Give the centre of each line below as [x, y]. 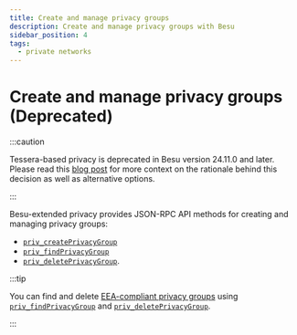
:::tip [18, 278]
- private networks [55, 52]
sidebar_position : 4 [49, 35]
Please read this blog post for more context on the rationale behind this [143, 169]
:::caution [27, 141]
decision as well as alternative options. [82, 179]
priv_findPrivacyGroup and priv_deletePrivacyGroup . [110, 306]
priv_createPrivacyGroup [70, 243]
